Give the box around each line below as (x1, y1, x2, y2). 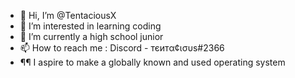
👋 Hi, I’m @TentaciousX (19, 10, 117, 21)
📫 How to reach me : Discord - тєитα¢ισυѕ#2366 (19, 42, 225, 54)
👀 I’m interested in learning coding (19, 20, 162, 32)
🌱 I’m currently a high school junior (19, 31, 164, 42)
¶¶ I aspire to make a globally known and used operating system (19, 56, 286, 68)
